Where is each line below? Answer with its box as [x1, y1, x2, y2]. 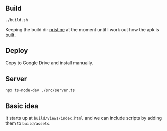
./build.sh [5, 17, 28, 22]
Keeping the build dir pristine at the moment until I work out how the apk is [5, 26, 159, 32]
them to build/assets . [5, 120, 51, 126]
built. [5, 32, 16, 38]
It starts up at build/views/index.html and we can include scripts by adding [5, 115, 162, 121]
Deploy [5, 46, 28, 55]
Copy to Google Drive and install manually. [5, 60, 94, 66]
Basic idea [5, 102, 39, 110]
